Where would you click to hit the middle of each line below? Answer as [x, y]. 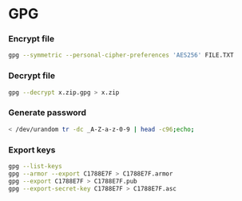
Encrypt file [31, 39]
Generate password [47, 112]
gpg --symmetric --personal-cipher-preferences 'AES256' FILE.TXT [121, 55]
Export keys [32, 150]
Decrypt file [32, 76]
